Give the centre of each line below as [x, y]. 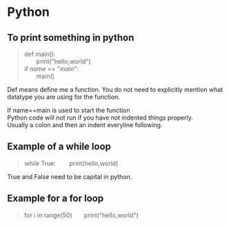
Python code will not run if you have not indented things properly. [100, 117]
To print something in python [71, 38]
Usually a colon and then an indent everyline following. [85, 125]
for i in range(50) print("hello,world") [81, 215]
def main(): [40, 54]
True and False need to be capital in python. [70, 176]
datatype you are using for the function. [64, 97]
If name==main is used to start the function [69, 110]
